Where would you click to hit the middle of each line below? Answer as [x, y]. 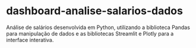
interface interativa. [30, 40]
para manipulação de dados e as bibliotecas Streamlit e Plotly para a [90, 33]
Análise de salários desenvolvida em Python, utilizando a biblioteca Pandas [98, 27]
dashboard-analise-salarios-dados [94, 11]
